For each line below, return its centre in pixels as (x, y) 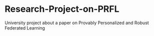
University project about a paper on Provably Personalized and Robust (77, 23)
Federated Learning (25, 28)
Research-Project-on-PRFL (62, 9)
